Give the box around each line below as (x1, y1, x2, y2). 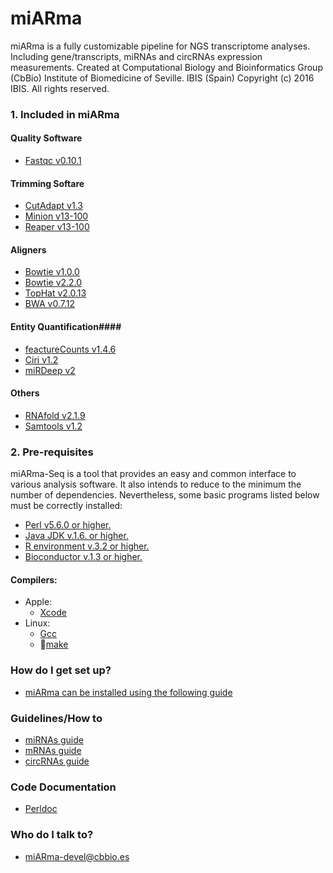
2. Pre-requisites (10, 445, 94, 459)
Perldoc (24, 803, 58, 815)
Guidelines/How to (10, 711, 103, 725)
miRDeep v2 (24, 364, 76, 376)
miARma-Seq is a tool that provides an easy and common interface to (10, 468, 297, 480)
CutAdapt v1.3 (24, 200, 83, 212)
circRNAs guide (24, 755, 90, 767)
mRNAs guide (24, 744, 82, 756)
